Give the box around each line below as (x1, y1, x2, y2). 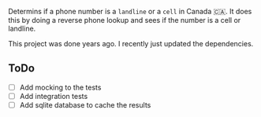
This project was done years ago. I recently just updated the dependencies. (8, 39, 254, 48)
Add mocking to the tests (19, 82, 102, 92)
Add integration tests (19, 91, 88, 101)
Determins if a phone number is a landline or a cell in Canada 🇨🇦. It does (8, 7, 252, 16)
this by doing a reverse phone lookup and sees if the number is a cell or (8, 16, 241, 24)
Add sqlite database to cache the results (19, 100, 151, 109)
